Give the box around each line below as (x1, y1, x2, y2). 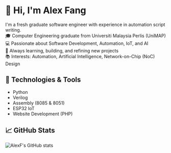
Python (12, 89, 28, 95)
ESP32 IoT (12, 105, 35, 111)
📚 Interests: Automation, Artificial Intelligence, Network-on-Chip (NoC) (5, 53, 155, 59)
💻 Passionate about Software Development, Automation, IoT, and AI (5, 40, 149, 46)
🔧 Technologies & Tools (5, 75, 81, 84)
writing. (5, 27, 21, 33)
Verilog (12, 94, 28, 100)
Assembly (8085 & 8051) (12, 99, 65, 106)
